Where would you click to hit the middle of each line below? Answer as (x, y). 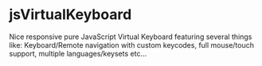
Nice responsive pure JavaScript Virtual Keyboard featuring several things (131, 37)
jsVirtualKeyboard (70, 15)
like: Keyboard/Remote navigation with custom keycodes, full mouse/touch (131, 45)
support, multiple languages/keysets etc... (78, 53)
